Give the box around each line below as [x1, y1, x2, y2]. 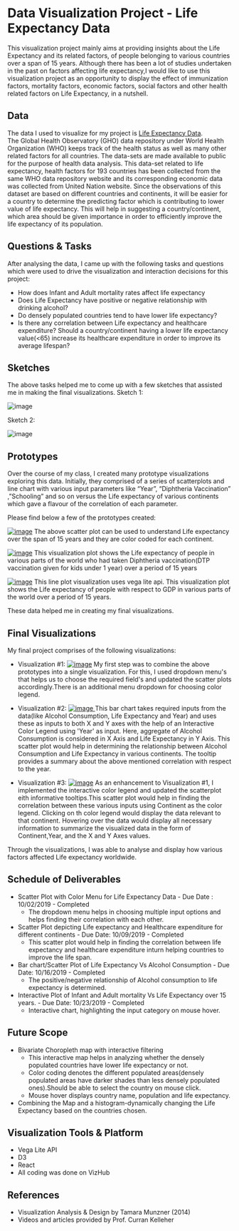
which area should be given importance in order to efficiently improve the [7, 212, 223, 220]
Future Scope [7, 1026, 68, 1039]
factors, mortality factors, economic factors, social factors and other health [7, 81, 228, 90]
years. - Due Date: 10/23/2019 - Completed [17, 998, 144, 1006]
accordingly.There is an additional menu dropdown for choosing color [17, 683, 223, 691]
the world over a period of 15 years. [7, 593, 112, 602]
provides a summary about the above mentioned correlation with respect [17, 757, 232, 766]
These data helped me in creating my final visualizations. [7, 607, 174, 615]
